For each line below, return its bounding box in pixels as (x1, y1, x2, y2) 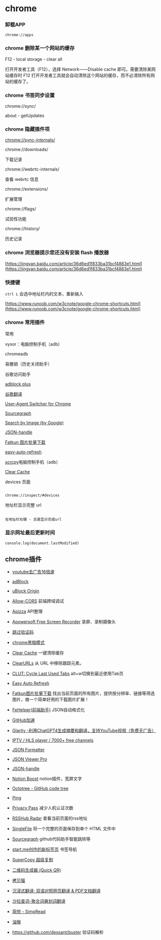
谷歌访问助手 (5, 372, 31, 377)
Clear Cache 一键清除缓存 (12, 650, 64, 656)
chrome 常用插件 (5, 319, 45, 326)
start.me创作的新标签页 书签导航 (12, 846, 77, 852)
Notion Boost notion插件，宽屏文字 (12, 776, 82, 782)
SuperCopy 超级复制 (12, 857, 54, 863)
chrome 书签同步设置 (5, 92, 55, 98)
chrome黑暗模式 (12, 640, 45, 646)
